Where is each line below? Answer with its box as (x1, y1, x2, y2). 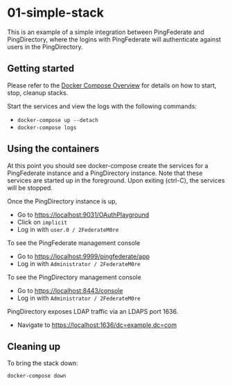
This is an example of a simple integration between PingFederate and (7, 28, 204, 36)
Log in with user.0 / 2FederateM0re (17, 225, 119, 233)
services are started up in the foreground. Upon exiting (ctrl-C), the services (7, 176, 225, 185)
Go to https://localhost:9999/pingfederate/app (17, 252, 150, 260)
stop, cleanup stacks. (7, 88, 69, 96)
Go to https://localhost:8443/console (17, 286, 123, 294)
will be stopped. (7, 183, 53, 192)
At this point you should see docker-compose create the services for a (7, 161, 209, 169)
